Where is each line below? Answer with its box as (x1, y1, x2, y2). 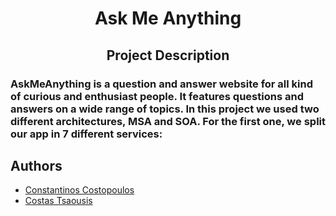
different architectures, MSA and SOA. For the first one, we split (10, 114, 326, 128)
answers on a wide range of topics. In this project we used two (10, 102, 320, 116)
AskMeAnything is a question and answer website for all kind (10, 77, 314, 91)
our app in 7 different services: (10, 127, 163, 141)
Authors (10, 157, 63, 174)
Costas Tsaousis (24, 195, 93, 207)
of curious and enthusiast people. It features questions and (10, 89, 304, 103)
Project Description (106, 47, 230, 64)
